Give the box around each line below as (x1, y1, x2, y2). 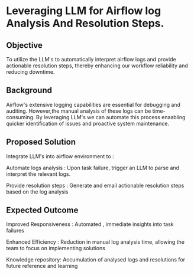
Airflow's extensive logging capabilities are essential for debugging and (6, 101, 180, 108)
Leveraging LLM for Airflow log (6, 4, 161, 18)
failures (6, 227, 25, 234)
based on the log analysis (6, 188, 69, 195)
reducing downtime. (6, 68, 55, 75)
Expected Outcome (6, 205, 79, 215)
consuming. (6, 113, 35, 120)
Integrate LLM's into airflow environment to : (6, 152, 114, 160)
